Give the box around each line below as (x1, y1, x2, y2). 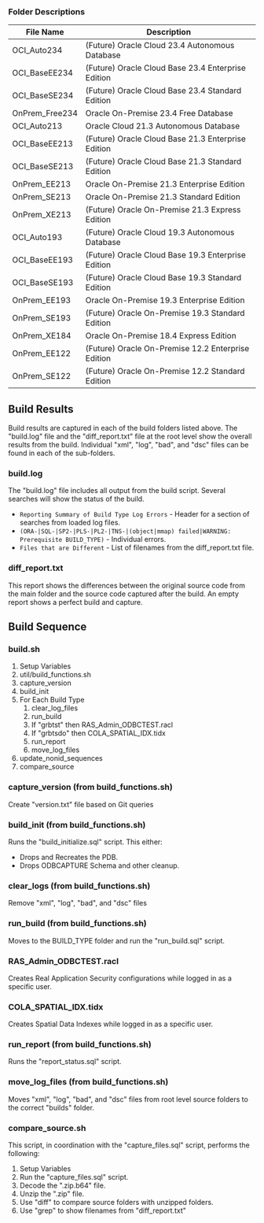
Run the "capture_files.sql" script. (19, 1173, 129, 1182)
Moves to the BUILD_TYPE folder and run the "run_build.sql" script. (8, 936, 225, 945)
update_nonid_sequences (19, 754, 104, 763)
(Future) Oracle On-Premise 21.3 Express (85, 204, 241, 215)
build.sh (8, 644, 41, 655)
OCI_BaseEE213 (12, 139, 73, 150)
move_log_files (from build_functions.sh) (8, 1077, 169, 1088)
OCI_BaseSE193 (12, 277, 74, 288)
